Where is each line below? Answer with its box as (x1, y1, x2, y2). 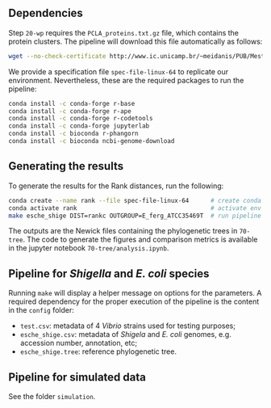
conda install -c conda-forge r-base (8, 99, 135, 107)
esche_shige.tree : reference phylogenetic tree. (19, 347, 177, 356)
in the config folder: (8, 305, 75, 315)
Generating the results (8, 159, 123, 173)
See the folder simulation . (8, 392, 96, 401)
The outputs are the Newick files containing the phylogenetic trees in (8, 226, 238, 236)
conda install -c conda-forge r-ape (8, 107, 131, 116)
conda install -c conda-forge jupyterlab (8, 122, 150, 130)
